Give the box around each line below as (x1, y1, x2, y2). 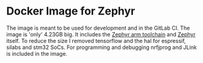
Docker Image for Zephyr (6, 4, 136, 18)
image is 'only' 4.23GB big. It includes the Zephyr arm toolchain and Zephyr (6, 30, 196, 38)
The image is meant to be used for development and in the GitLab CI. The (6, 24, 190, 31)
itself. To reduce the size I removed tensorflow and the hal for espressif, (6, 37, 187, 44)
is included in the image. (6, 50, 68, 57)
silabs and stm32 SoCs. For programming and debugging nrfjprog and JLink (6, 44, 197, 51)
